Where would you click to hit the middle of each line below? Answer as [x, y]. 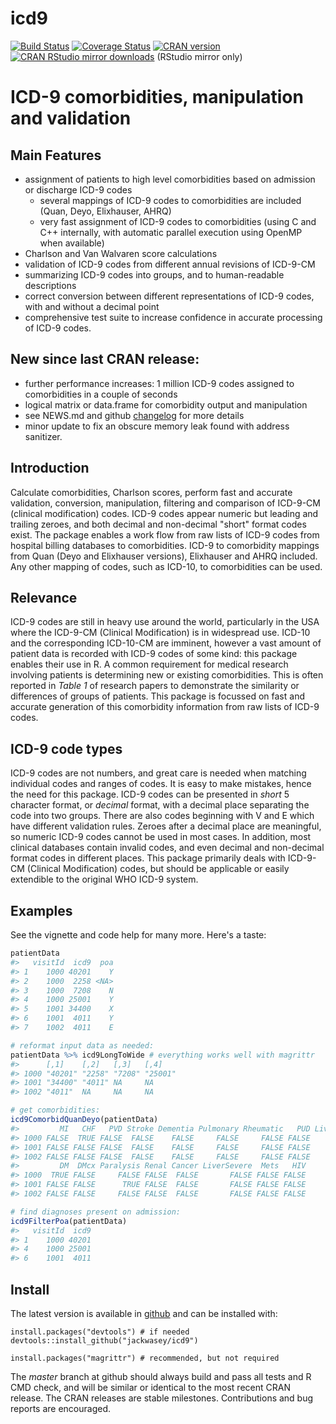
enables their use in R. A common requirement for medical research [149, 664]
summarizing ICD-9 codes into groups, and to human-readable [154, 274]
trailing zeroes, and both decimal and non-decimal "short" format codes [158, 524]
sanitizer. [43, 436]
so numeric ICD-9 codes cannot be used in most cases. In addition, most [161, 837]
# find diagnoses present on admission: [96, 1212]
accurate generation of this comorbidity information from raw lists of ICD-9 [165, 707]
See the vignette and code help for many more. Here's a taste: [138, 935]
